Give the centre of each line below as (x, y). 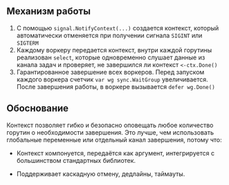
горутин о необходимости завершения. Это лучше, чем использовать (110, 132)
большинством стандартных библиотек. (76, 160)
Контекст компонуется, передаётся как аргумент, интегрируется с (116, 153)
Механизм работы (49, 11)
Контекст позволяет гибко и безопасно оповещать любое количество (110, 125)
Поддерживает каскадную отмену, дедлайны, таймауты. (101, 174)
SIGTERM (27, 43)
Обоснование (38, 109)
